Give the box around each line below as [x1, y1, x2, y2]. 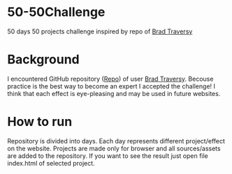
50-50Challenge [7, 4, 106, 20]
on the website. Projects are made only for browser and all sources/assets [7, 144, 222, 152]
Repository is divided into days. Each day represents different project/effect [7, 136, 226, 145]
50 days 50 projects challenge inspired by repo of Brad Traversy [7, 27, 193, 35]
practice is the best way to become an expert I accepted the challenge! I [7, 81, 215, 90]
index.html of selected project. [7, 159, 96, 167]
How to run [7, 114, 73, 129]
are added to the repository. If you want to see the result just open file [7, 151, 208, 160]
